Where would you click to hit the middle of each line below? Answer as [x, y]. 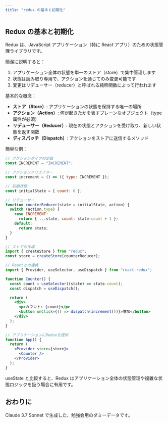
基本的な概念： [21, 96]
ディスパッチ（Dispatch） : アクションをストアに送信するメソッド [80, 138]
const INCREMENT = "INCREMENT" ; [39, 163]
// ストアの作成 [20, 247]
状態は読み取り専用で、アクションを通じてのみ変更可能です [74, 79]
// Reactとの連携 [22, 265]
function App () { [23, 340]
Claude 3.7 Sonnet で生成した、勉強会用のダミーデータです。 [69, 415]
